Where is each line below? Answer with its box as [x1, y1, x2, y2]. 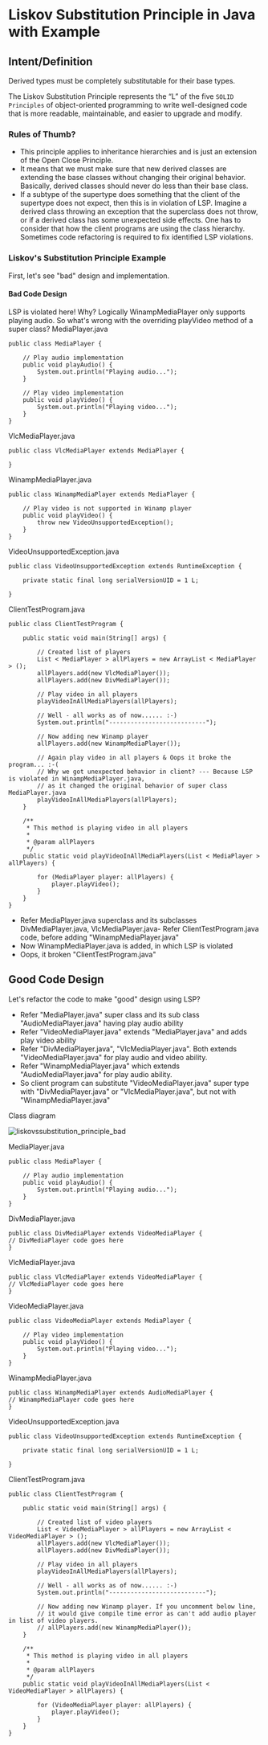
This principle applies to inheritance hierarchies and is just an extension [19, 147, 258, 157]
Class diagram [8, 1111, 56, 1120]
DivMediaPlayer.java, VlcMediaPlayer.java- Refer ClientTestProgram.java [19, 924, 259, 933]
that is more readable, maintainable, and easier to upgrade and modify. [8, 109, 243, 118]
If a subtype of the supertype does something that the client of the [19, 190, 241, 199]
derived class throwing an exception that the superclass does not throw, [19, 207, 258, 216]
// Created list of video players [37, 1518, 152, 1526]
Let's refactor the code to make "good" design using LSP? [8, 994, 201, 1004]
